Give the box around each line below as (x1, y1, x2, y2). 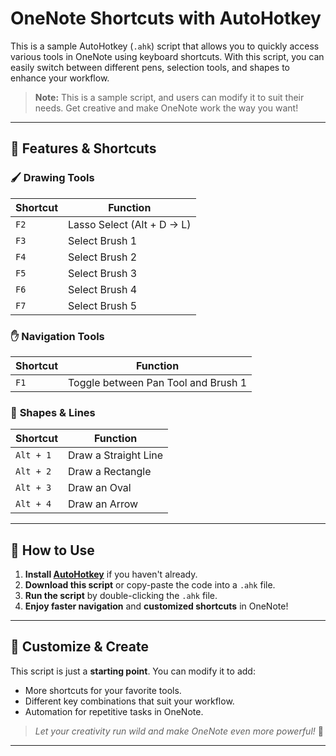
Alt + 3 (15, 482, 52, 494)
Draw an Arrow (68, 497, 139, 511)
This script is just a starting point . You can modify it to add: (10, 665, 256, 677)
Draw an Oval (68, 481, 132, 495)
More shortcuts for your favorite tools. (24, 684, 182, 696)
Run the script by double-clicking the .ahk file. (24, 590, 218, 602)
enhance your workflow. (10, 72, 110, 84)
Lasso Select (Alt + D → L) (68, 217, 192, 231)
